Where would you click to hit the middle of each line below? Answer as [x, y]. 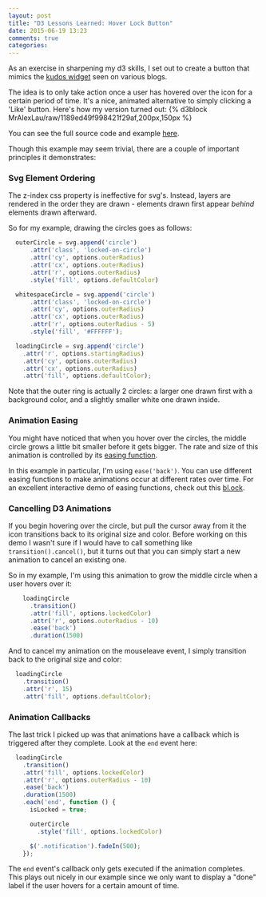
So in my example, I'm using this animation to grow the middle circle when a [133, 575]
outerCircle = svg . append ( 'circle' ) [76, 243]
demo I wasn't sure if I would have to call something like [101, 542]
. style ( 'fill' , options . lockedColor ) [99, 831]
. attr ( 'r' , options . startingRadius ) [84, 353]
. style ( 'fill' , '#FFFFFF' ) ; [76, 332]
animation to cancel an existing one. [67, 559]
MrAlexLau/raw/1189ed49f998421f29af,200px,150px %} [100, 118]
